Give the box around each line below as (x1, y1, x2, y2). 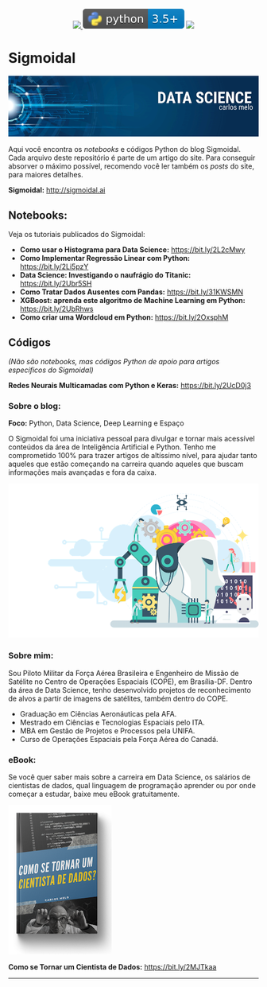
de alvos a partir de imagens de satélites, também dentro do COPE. (8, 694, 229, 703)
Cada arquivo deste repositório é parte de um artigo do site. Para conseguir (8, 153, 256, 163)
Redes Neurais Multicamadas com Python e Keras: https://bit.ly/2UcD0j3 (8, 381, 252, 391)
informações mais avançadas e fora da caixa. (8, 468, 157, 477)
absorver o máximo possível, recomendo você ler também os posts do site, (8, 161, 254, 171)
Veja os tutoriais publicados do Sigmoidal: (8, 230, 145, 239)
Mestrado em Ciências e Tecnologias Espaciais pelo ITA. (19, 717, 205, 727)
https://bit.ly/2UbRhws (19, 304, 94, 314)
